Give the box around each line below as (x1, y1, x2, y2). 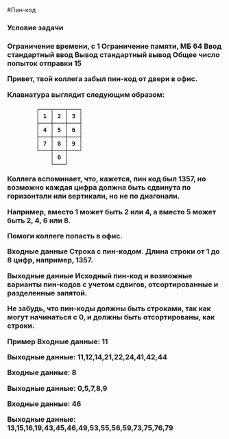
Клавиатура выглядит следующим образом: (7, 89, 165, 99)
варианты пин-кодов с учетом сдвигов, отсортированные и (7, 280, 219, 289)
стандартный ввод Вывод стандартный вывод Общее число (7, 49, 221, 59)
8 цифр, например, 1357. (7, 256, 94, 265)
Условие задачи (7, 23, 64, 32)
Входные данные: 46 (7, 399, 82, 409)
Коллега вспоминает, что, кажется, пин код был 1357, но (7, 175, 206, 184)
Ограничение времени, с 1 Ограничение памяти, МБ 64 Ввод (7, 41, 222, 51)
